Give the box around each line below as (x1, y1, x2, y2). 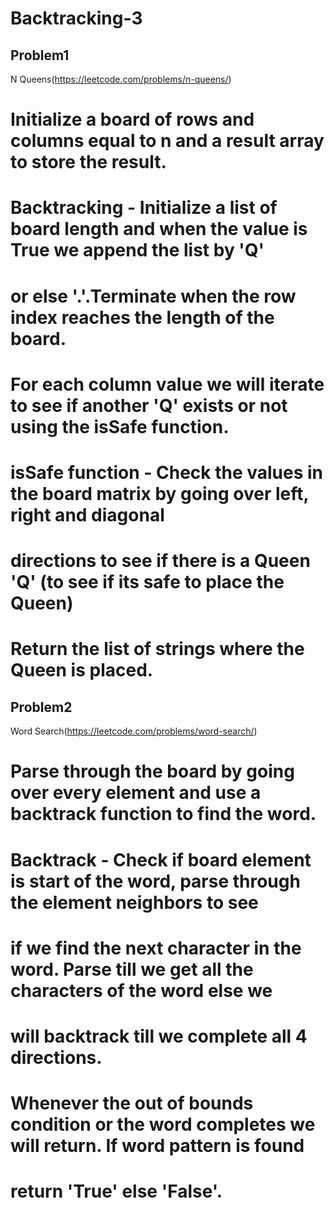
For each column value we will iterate (10, 373, 325, 396)
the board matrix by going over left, (10, 482, 310, 505)
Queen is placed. (10, 659, 154, 682)
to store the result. (10, 151, 167, 174)
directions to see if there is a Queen (10, 550, 311, 572)
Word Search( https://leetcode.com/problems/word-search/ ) (10, 725, 258, 737)
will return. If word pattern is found (10, 1135, 305, 1157)
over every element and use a (10, 782, 262, 804)
